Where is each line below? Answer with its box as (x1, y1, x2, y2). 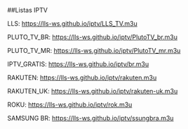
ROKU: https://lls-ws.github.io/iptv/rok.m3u (7, 100, 133, 109)
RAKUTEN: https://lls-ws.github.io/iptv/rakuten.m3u (7, 73, 157, 82)
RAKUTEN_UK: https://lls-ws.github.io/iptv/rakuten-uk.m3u (7, 87, 178, 95)
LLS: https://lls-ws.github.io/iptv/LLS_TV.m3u (7, 20, 138, 27)
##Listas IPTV (7, 6, 48, 14)
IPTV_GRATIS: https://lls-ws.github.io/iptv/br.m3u (7, 60, 149, 68)
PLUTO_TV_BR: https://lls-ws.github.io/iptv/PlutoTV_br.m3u (7, 33, 177, 41)
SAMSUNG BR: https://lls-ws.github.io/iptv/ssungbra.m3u (7, 114, 174, 122)
